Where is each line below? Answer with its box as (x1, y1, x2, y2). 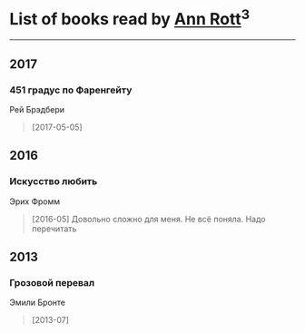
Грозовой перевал (9, 276, 95, 289)
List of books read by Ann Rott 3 (9, 5, 251, 30)
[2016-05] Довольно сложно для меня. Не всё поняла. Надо (31, 213, 266, 224)
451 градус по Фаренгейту (9, 83, 133, 96)
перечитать (31, 223, 77, 234)
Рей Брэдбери (9, 103, 65, 114)
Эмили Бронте (9, 297, 66, 309)
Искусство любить (9, 175, 98, 188)
